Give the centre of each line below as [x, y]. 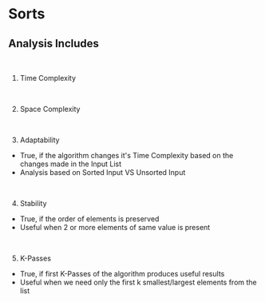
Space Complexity [50, 109]
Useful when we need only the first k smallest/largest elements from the [138, 282]
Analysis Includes [54, 44]
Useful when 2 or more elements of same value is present [115, 227]
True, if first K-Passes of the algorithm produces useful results [122, 274]
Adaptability [40, 140]
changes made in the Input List [71, 164]
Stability [33, 203]
